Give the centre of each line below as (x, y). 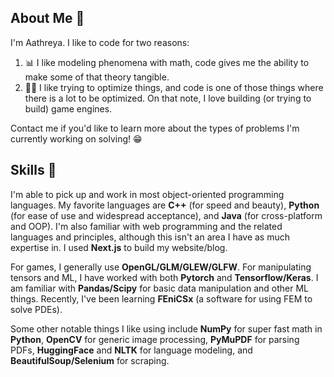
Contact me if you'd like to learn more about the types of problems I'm (155, 128)
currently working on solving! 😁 (76, 138)
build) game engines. (68, 108)
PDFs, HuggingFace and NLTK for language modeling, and (131, 350)
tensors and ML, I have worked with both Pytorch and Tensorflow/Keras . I (164, 277)
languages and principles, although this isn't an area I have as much (150, 237)
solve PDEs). (36, 309)
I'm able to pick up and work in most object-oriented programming (147, 194)
